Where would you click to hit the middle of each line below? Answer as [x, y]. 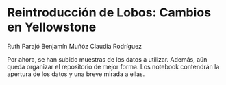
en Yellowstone [52, 27]
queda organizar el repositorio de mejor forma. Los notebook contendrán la [113, 66]
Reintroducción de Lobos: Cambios [109, 13]
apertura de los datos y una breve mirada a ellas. [76, 74]
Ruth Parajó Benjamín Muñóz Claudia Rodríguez [75, 46]
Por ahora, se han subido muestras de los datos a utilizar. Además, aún [107, 59]
